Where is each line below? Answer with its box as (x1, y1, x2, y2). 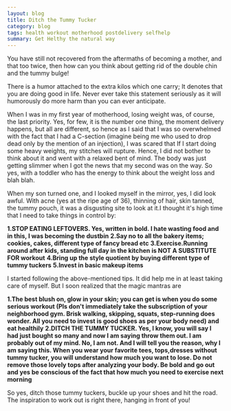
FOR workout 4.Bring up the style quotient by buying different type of (7, 254, 210, 262)
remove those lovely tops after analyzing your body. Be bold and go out (7, 361, 215, 369)
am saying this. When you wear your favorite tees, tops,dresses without (7, 346, 218, 355)
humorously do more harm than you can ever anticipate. (7, 97, 166, 105)
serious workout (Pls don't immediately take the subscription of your (7, 302, 208, 311)
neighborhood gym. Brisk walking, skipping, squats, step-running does (7, 310, 215, 318)
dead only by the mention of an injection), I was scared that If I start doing (7, 140, 217, 148)
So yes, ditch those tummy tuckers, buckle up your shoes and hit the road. (7, 389, 218, 397)
